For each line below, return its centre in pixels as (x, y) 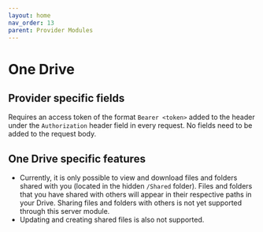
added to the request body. (52, 134)
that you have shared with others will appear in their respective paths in (135, 195)
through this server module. (65, 211)
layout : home (30, 15)
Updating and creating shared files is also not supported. (112, 220)
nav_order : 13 (31, 23)
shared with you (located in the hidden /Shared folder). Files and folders (136, 186)
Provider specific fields (67, 98)
